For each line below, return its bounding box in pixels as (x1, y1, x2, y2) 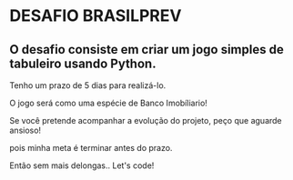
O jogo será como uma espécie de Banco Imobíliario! (9, 97, 207, 108)
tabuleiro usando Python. (9, 55, 157, 71)
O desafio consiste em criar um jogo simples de (9, 42, 284, 57)
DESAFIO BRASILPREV (9, 5, 182, 26)
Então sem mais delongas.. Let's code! (9, 160, 155, 171)
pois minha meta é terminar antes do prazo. (9, 143, 173, 153)
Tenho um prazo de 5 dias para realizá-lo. (9, 80, 167, 91)
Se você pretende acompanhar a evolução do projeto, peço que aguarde (9, 115, 282, 125)
